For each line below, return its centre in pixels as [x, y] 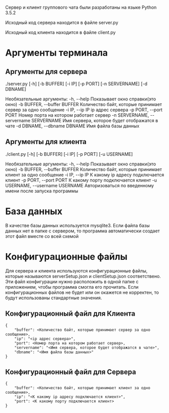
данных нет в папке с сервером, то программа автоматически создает [83, 231]
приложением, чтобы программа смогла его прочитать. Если [72, 287]
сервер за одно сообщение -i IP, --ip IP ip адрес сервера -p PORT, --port [84, 110]
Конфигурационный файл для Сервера [71, 372]
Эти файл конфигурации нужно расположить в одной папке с [72, 282]
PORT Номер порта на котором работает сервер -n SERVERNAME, [77, 115]
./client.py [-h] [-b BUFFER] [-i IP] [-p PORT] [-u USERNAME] [69, 154]
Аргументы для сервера [46, 71]
